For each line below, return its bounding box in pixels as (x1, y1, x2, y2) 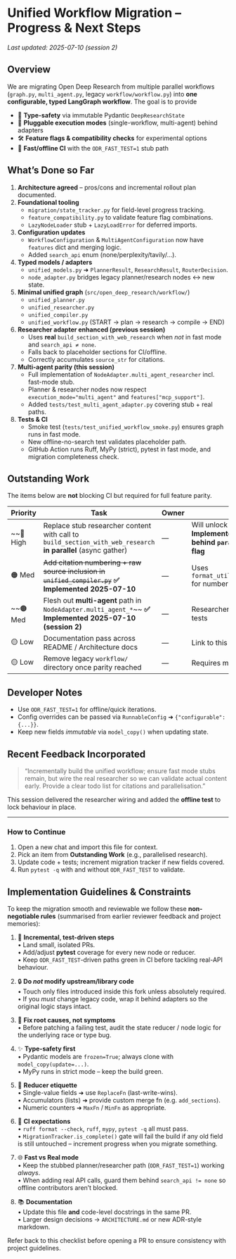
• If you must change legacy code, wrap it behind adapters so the (17, 995, 208, 1003)
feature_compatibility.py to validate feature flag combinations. (27, 213, 214, 221)
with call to (43, 530, 79, 539)
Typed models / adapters (17, 258, 93, 266)
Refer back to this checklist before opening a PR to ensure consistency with (7, 1236, 226, 1245)
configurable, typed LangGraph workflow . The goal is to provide (7, 97, 197, 106)
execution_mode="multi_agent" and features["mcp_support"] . (27, 392, 205, 401)
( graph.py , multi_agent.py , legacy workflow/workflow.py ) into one (7, 89, 198, 98)
